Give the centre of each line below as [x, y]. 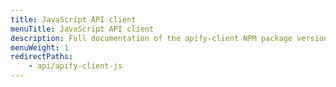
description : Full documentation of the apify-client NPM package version [169, 38]
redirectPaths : [42, 57]
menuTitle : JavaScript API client [82, 29]
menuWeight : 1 [40, 47]
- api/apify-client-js [75, 66]
